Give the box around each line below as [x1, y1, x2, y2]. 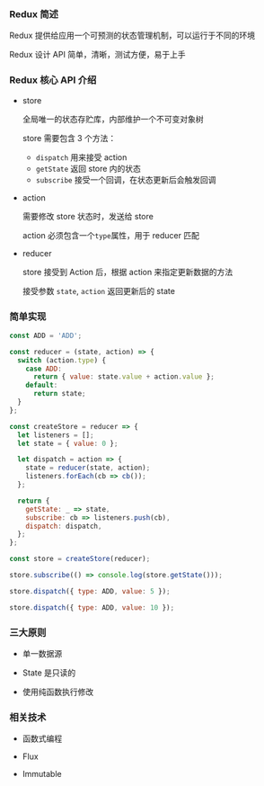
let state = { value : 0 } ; [17, 439, 119, 448]
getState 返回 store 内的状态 [35, 163, 142, 174]
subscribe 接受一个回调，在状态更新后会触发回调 [35, 174, 216, 185]
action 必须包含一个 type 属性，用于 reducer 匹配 [22, 229, 200, 240]
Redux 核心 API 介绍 [9, 74, 97, 86]
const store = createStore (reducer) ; [9, 555, 151, 564]
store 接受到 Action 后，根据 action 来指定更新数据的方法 [22, 266, 233, 277]
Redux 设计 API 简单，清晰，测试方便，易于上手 [9, 49, 186, 60]
